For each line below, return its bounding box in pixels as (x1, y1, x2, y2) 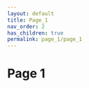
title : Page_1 (7, 17, 49, 24)
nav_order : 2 (7, 23, 45, 30)
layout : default (7, 10, 54, 17)
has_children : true (7, 29, 64, 37)
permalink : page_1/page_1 (7, 36, 82, 43)
